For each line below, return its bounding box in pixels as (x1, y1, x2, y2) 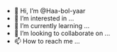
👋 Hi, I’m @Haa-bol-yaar (13, 7, 86, 15)
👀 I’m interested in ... (13, 14, 74, 22)
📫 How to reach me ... (13, 37, 80, 45)
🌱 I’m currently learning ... (13, 22, 90, 30)
